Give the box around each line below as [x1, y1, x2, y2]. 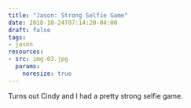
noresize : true [22, 70, 72, 77]
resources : [8, 48, 44, 56]
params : [15, 63, 41, 70]
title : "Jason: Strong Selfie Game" [8, 11, 128, 20]
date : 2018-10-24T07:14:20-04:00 [8, 19, 118, 27]
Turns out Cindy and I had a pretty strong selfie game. [8, 91, 183, 100]
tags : [8, 33, 26, 41]
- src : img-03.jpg [8, 56, 68, 63]
